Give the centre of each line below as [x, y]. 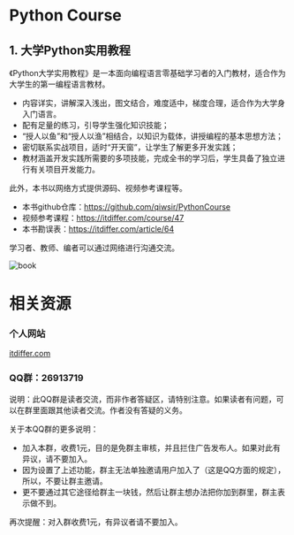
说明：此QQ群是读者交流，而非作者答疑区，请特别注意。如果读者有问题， [143, 399]
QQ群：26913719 [46, 378]
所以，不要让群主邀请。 [64, 481]
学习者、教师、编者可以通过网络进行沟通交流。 [94, 248]
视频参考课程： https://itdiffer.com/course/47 [103, 218]
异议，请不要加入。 [57, 459]
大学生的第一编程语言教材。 [60, 84]
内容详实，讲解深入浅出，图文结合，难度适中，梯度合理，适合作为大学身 [153, 103]
